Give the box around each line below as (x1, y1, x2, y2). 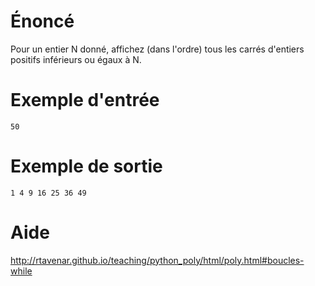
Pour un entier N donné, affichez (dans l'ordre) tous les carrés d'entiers (10, 43, 305, 55)
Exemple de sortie (10, 155, 163, 178)
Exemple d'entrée (10, 89, 160, 112)
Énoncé (10, 10, 75, 33)
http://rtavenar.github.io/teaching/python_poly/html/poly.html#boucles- (10, 254, 305, 266)
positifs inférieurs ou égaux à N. (10, 53, 142, 65)
